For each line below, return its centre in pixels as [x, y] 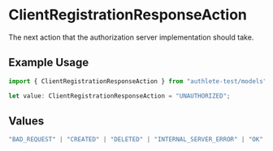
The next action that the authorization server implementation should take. [131, 37]
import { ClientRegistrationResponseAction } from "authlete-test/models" [138, 81]
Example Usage [49, 63]
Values [26, 121]
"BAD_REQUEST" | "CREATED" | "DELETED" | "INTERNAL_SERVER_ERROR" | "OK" [136, 140]
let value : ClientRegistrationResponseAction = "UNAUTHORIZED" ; [119, 96]
